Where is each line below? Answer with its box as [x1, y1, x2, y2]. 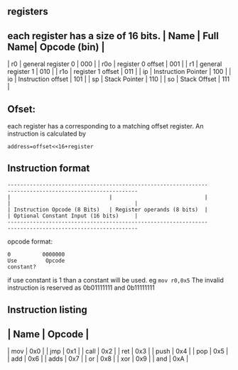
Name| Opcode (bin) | [7, 40, 105, 53]
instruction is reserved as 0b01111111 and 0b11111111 [7, 283, 155, 292]
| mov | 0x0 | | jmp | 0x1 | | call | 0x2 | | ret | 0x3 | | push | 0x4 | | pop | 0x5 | [7, 347, 229, 356]
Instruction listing [7, 304, 87, 316]
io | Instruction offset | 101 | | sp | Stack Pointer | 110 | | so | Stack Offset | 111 [7, 75, 229, 84]
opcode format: [7, 237, 53, 246]
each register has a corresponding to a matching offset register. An [7, 122, 204, 131]
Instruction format [7, 163, 90, 175]
